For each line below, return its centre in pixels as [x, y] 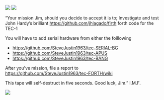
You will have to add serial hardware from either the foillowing [68, 38]
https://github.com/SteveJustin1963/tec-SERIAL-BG [65, 48]
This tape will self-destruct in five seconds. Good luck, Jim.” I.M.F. [73, 83]
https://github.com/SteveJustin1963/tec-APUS [60, 53]
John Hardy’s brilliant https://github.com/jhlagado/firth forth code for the [80, 23]
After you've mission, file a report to [42, 68]
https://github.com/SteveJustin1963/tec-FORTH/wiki [59, 73]
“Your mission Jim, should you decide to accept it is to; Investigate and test [82, 18]
